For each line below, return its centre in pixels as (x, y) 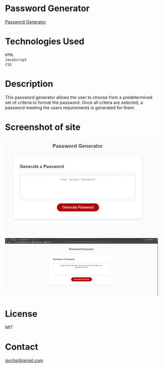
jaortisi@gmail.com (24, 360)
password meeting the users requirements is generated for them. (70, 108)
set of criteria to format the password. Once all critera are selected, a (74, 102)
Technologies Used (45, 41)
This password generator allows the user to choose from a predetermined (79, 97)
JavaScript (16, 60)
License (21, 314)
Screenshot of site (43, 127)
